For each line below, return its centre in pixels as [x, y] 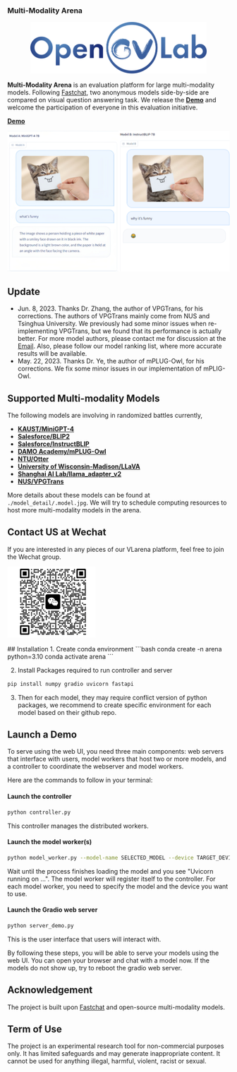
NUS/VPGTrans [41, 481]
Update [24, 291]
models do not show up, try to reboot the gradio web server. [95, 968]
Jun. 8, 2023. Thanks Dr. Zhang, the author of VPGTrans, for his [110, 308]
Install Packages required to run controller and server [95, 670]
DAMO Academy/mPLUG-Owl [62, 451]
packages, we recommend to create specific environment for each [114, 705]
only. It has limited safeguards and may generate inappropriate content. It [114, 1054]
